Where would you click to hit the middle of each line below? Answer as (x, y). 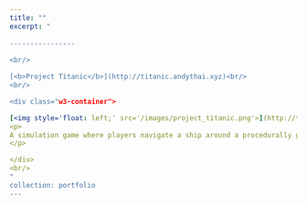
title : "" (28, 18)
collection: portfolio (53, 185)
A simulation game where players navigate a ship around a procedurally (151, 135)
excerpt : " (30, 26)
